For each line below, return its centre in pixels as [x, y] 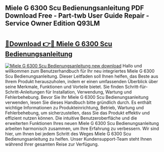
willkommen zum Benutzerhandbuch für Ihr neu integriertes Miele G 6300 [80, 71]
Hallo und [132, 66]
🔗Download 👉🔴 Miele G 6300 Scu [59, 44]
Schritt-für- [136, 87]
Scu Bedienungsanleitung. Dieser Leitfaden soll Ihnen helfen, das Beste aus [82, 76]
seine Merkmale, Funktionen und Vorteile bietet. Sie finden [65, 87]
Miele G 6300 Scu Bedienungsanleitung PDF [75, 8]
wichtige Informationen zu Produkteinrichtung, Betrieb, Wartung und [75, 107]
